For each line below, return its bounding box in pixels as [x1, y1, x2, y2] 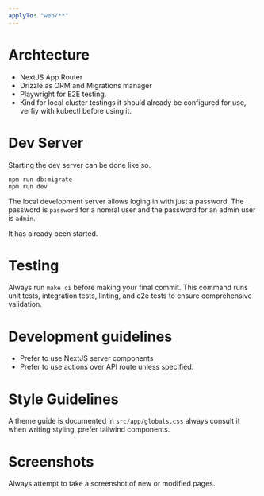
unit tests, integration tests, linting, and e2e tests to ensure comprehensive [8, 291, 252, 300]
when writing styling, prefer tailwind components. [8, 424, 170, 434]
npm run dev [8, 182, 48, 191]
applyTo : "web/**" [8, 11, 69, 20]
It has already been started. [8, 228, 98, 238]
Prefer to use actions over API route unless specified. [19, 362, 194, 372]
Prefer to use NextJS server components [19, 354, 154, 363]
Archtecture [8, 45, 90, 64]
